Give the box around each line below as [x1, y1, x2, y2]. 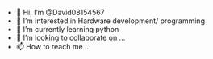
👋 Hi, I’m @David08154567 [15, 8, 105, 17]
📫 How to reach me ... [15, 42, 91, 51]
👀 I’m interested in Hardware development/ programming [15, 16, 206, 26]
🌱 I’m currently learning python [15, 25, 119, 33]
